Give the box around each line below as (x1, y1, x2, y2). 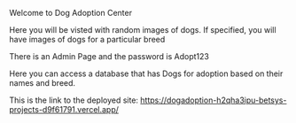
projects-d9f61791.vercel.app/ (9, 104, 120, 114)
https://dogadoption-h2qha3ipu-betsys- (140, 95, 287, 105)
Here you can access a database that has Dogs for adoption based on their (9, 68, 284, 79)
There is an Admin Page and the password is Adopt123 (9, 51, 210, 61)
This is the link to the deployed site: (9, 95, 139, 105)
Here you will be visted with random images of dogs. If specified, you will (9, 25, 277, 35)
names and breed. (9, 78, 76, 88)
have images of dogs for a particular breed (9, 35, 166, 44)
